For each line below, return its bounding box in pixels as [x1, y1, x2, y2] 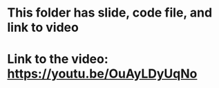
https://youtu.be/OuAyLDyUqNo [7, 66, 198, 82]
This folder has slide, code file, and [7, 5, 213, 21]
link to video [7, 19, 79, 35]
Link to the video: [7, 51, 108, 67]
